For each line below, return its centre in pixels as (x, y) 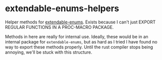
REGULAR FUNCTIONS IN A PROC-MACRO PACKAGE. (59, 27)
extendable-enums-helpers (62, 9)
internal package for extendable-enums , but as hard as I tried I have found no (81, 41)
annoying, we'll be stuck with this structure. (49, 52)
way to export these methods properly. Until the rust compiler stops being (79, 47)
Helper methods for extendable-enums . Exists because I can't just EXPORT (80, 22)
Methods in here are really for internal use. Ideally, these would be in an (77, 37)
